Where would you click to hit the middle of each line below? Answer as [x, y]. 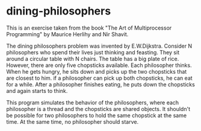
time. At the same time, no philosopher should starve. [73, 121]
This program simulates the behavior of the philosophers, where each [93, 102]
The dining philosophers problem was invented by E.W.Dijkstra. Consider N [99, 46]
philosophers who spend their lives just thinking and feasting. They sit [93, 52]
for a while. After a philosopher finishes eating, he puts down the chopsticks [101, 84]
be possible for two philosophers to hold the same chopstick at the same [97, 115]
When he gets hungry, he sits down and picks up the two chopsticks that [97, 71]
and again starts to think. [37, 91]
